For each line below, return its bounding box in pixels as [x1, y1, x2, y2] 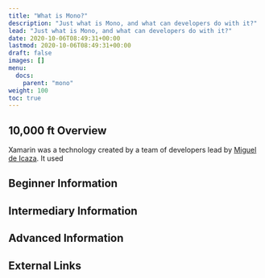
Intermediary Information [8, 204, 139, 218]
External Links [8, 259, 82, 272]
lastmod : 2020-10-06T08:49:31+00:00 [8, 42, 131, 50]
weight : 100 [8, 86, 48, 95]
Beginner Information [8, 177, 118, 190]
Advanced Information [8, 231, 124, 245]
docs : [15, 72, 35, 80]
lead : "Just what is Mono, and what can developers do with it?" [8, 27, 232, 35]
